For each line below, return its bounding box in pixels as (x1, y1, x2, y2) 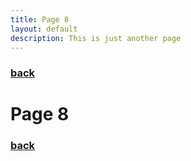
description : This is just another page (10, 33, 182, 43)
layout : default (10, 24, 78, 34)
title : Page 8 (10, 14, 70, 25)
